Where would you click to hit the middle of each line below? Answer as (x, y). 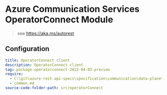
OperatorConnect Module (59, 20)
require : (14, 74)
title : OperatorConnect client (38, 60)
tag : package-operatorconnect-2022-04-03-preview (58, 70)
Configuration (27, 49)
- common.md (22, 83)
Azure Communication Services (72, 9)
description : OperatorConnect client (44, 65)
